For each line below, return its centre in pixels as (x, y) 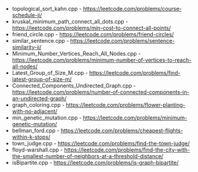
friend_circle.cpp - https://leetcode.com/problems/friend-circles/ (93, 34)
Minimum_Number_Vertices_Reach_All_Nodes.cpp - (76, 53)
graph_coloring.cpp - (38, 105)
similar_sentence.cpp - (40, 41)
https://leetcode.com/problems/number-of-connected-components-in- (101, 92)
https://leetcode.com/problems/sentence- (123, 41)
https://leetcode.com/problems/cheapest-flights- (122, 130)
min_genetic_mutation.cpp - (47, 118)
